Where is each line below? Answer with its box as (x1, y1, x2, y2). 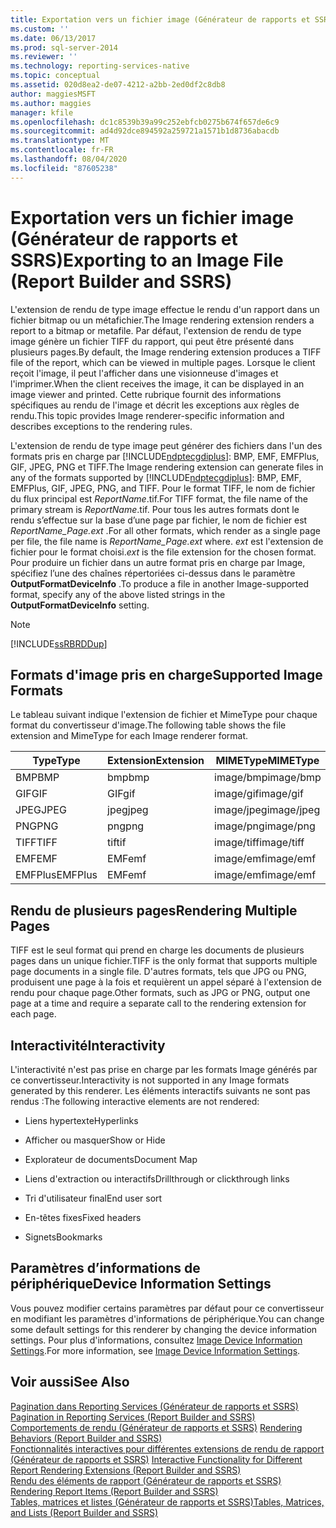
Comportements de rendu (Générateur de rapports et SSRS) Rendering (10, 1421, 303, 1433)
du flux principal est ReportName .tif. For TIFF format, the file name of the (10, 492, 309, 505)
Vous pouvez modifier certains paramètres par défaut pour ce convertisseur (10, 1302, 325, 1314)
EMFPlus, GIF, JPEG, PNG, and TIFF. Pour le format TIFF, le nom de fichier (10, 482, 316, 494)
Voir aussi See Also (10, 1374, 130, 1391)
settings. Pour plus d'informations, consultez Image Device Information (10, 1334, 303, 1346)
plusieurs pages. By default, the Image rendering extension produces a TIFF (10, 346, 322, 358)
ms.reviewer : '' (10, 52, 78, 62)
